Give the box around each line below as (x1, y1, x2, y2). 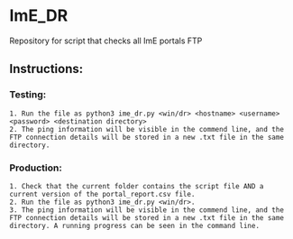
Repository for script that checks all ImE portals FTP (9, 35, 203, 46)
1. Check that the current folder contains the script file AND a (9, 181, 264, 190)
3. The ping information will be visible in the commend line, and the (9, 205, 284, 215)
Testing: (9, 88, 47, 101)
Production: (9, 161, 63, 174)
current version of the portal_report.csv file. (9, 189, 196, 198)
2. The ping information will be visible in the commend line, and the (9, 124, 284, 133)
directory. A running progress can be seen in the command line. (9, 221, 260, 230)
